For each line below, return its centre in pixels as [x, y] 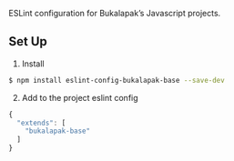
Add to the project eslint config [80, 97]
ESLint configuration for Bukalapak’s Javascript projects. [115, 13]
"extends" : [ [41, 123]
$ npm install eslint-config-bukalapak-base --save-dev [117, 80]
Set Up [28, 41]
